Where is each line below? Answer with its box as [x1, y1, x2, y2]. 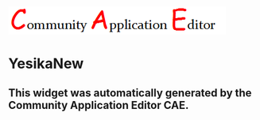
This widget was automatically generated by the [8, 86, 252, 99]
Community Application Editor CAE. [8, 98, 189, 112]
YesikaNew [8, 54, 84, 73]
